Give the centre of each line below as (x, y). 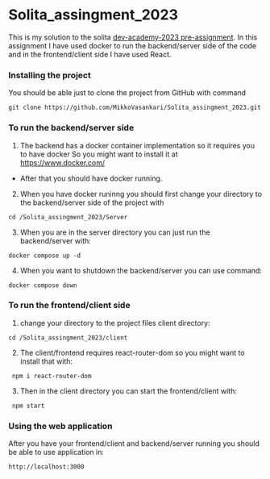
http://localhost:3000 (46, 467)
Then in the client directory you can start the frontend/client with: (129, 391)
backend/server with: (55, 240)
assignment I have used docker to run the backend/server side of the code (133, 45)
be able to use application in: (56, 452)
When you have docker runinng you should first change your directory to (141, 194)
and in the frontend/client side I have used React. (90, 54)
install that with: (46, 361)
